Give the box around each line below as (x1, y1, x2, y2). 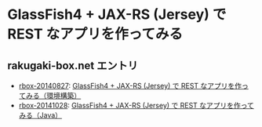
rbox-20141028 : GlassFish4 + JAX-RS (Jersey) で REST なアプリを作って (18, 101, 254, 110)
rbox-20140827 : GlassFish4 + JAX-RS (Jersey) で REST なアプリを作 (18, 82, 242, 90)
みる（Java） (18, 111, 63, 120)
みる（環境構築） (25, 91, 82, 100)
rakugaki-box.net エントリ (7, 59, 139, 72)
